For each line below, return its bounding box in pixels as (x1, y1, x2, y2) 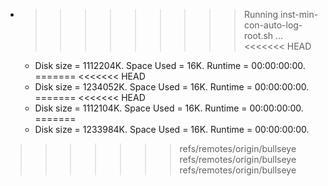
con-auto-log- (243, 19, 303, 31)
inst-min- (279, 9, 319, 20)
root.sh (243, 30, 274, 41)
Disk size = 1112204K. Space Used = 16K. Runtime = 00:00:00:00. (34, 60, 306, 71)
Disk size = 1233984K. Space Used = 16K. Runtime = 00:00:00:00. (34, 124, 310, 135)
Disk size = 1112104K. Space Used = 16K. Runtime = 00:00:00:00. (34, 102, 304, 114)
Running (243, 9, 279, 20)
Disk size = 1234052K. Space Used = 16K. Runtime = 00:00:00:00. (34, 81, 310, 93)
